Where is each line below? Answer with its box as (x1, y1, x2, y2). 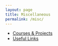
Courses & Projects (12, 30, 53, 36)
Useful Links (12, 35, 39, 41)
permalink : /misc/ (5, 16, 44, 21)
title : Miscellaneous (5, 12, 51, 17)
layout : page (5, 7, 33, 12)
